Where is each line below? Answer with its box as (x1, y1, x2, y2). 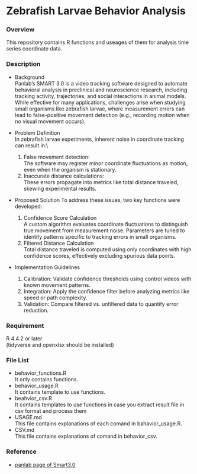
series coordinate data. (6, 45, 63, 52)
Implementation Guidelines (14, 263, 80, 271)
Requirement (6, 321, 44, 330)
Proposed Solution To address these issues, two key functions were (14, 196, 180, 203)
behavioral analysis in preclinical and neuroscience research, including (14, 86, 188, 93)
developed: (14, 203, 43, 210)
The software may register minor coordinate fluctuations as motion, (23, 159, 188, 167)
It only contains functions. (14, 376, 79, 383)
